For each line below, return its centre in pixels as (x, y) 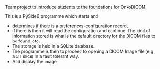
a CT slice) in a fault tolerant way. (45, 56)
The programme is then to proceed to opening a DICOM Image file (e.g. (83, 51)
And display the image (34, 62)
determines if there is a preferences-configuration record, (70, 26)
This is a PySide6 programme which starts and (52, 16)
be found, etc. (26, 41)
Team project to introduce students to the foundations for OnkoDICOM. (76, 7)
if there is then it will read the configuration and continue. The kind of (81, 31)
